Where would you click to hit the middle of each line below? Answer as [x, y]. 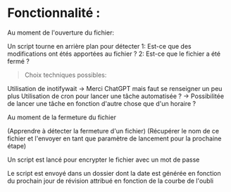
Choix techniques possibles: [65, 75]
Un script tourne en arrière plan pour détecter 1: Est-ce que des [99, 46]
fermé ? [18, 61]
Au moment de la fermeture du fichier [62, 117]
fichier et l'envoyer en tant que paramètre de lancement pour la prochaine [114, 138]
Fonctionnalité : [54, 13]
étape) [17, 145]
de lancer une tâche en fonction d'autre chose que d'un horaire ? [101, 103]
